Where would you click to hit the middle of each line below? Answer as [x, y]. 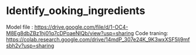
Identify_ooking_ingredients [76, 11]
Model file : [20, 27]
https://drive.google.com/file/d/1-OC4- [81, 27]
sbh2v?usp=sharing [30, 46]
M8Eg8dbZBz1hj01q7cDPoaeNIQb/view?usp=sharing [70, 33]
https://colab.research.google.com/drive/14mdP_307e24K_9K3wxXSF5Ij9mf [98, 39]
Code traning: [152, 33]
